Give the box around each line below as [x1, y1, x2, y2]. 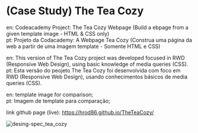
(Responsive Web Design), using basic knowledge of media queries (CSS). [6, 61, 189, 68]
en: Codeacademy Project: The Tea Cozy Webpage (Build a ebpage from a [6, 24, 189, 31]
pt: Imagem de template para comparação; [6, 97, 111, 104]
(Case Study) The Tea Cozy [6, 4, 144, 18]
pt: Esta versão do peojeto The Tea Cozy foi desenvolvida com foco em [6, 66, 181, 74]
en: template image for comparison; [6, 91, 94, 98]
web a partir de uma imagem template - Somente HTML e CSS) [6, 43, 161, 50]
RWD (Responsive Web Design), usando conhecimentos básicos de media [6, 73, 188, 80]
